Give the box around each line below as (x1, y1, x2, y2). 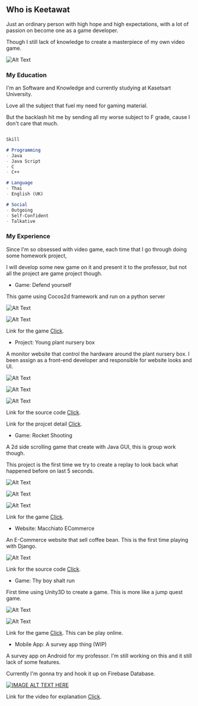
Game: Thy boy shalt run (14, 577, 75, 584)
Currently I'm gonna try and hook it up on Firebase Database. (6, 670, 155, 677)
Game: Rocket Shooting (14, 432, 73, 439)
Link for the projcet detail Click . (6, 420, 83, 427)
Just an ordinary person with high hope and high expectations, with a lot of (6, 20, 189, 27)
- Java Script (6, 158, 41, 164)
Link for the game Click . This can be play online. (6, 629, 124, 636)
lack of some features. (6, 658, 61, 666)
